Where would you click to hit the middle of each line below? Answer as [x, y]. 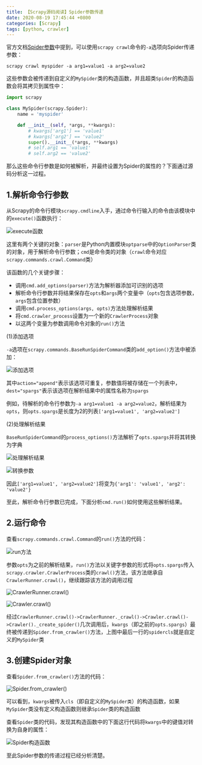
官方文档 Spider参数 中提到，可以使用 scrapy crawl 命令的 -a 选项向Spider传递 [100, 47]
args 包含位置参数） [39, 300]
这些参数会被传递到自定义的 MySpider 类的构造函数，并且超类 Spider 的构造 [97, 78]
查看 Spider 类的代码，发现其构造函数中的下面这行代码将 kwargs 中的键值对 [97, 722]
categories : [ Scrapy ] [34, 23]
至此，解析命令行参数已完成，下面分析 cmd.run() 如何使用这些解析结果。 [96, 501]
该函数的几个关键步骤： [36, 272]
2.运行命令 [26, 523]
